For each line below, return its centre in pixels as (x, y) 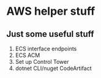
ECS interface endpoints (46, 49)
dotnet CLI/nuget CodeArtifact (53, 68)
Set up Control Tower (42, 62)
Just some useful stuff (50, 34)
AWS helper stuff (51, 11)
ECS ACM (28, 55)
